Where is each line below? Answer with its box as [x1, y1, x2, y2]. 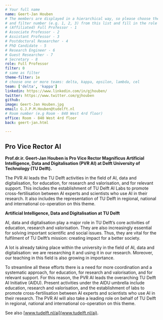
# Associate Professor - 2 [5, 30, 60, 35]
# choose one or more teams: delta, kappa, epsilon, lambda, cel [5, 79, 140, 84]
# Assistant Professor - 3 [5, 35, 60, 39]
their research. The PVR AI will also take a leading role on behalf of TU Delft [5, 295, 156, 302]
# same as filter [5, 71, 40, 75]
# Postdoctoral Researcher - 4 [5, 39, 68, 44]
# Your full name [5, 7, 40, 12]
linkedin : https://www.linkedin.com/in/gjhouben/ [5, 89, 108, 93]
